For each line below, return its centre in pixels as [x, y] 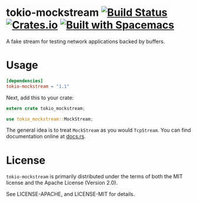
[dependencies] [25, 81]
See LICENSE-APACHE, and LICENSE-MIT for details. [71, 194]
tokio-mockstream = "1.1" [38, 86]
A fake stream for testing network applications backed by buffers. [86, 41]
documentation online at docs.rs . [46, 137]
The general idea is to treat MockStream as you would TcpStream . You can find [98, 130]
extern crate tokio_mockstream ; [46, 108]
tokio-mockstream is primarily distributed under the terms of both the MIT [95, 177]
